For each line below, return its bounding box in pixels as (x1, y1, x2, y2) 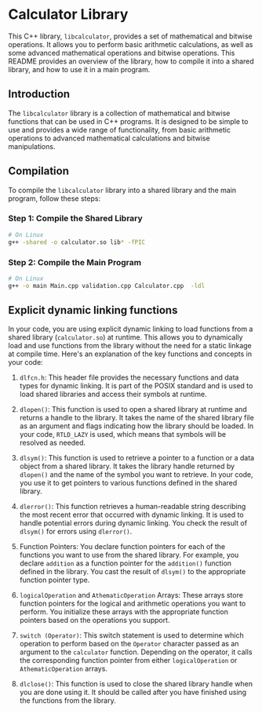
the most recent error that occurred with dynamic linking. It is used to (19, 510, 245, 519)
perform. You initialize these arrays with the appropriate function (19, 607, 229, 617)
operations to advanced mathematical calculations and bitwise (8, 133, 210, 143)
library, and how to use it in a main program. (8, 64, 151, 74)
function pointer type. (19, 575, 90, 585)
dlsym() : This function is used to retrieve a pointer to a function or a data (19, 453, 255, 463)
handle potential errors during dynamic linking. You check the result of (19, 518, 248, 528)
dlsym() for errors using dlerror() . (19, 527, 133, 537)
